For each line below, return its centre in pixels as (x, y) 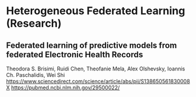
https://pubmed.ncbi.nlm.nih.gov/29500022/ (65, 88)
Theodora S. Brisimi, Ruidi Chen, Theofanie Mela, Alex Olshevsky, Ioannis (96, 69)
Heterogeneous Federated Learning (96, 11)
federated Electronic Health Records (75, 54)
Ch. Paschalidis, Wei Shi (36, 75)
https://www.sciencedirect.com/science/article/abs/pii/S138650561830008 (98, 81)
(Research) (34, 23)
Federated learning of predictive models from (92, 45)
